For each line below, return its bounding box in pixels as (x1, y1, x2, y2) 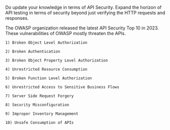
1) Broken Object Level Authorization (5, 40, 88, 45)
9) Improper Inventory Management (5, 111, 79, 116)
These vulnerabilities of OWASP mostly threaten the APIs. (5, 30, 126, 36)
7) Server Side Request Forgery (5, 93, 74, 99)
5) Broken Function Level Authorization (5, 76, 93, 81)
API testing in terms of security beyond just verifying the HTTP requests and (5, 10, 165, 16)
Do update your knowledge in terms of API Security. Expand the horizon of (5, 5, 162, 10)
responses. (5, 15, 29, 21)
